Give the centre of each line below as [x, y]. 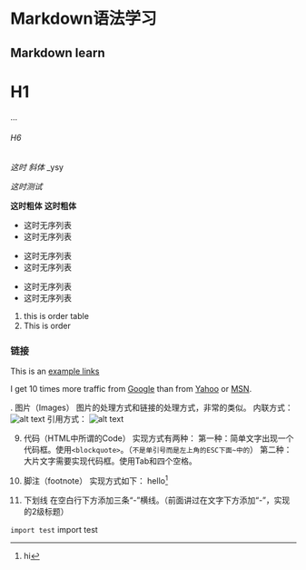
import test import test [54, 529]
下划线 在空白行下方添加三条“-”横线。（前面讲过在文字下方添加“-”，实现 [157, 500]
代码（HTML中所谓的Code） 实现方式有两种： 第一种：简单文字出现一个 [158, 438]
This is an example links [55, 371]
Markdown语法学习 [84, 19]
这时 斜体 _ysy [37, 167]
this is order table [56, 315]
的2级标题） [46, 511]
